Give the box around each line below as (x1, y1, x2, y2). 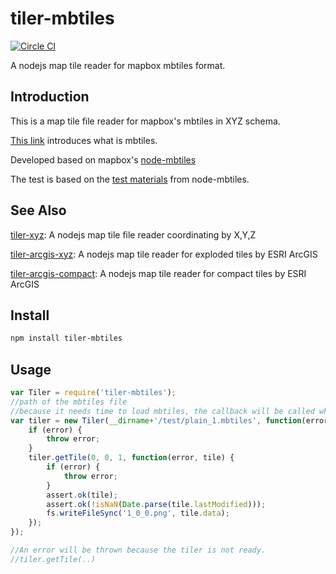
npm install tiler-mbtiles (10, 333, 123, 344)
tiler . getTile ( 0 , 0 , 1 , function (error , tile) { (28, 453, 235, 463)
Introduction (10, 88, 90, 106)
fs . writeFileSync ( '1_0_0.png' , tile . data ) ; (46, 508, 230, 519)
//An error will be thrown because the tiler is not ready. (10, 545, 267, 556)
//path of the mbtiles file (10, 397, 128, 407)
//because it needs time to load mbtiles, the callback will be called (10, 406, 315, 416)
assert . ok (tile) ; (46, 490, 118, 500)
